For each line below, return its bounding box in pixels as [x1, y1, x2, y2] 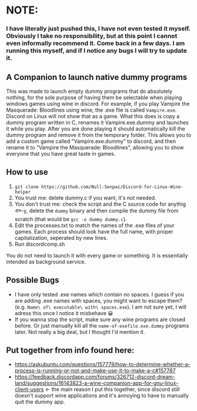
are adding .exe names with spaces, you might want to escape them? [14, 297, 183, 304]
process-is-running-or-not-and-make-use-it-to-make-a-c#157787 [14, 367, 176, 374]
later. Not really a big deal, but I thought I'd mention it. [14, 328, 145, 335]
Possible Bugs [6, 275, 59, 285]
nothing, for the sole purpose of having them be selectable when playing [6, 93, 182, 101]
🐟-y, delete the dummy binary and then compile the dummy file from [14, 207, 179, 214]
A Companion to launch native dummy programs [6, 72, 188, 82]
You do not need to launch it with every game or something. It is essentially [6, 252, 188, 259]
